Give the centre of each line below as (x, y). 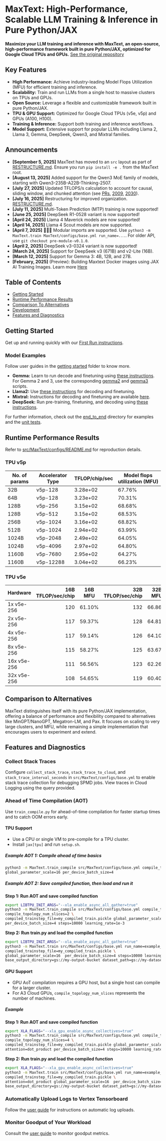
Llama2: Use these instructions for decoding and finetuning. (74, 392)
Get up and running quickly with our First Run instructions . (64, 343)
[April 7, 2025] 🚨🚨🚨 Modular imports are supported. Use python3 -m (81, 230)
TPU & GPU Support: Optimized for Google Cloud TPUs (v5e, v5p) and (84, 113)
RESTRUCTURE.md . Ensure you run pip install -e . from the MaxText (85, 167)
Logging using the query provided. (40, 788)
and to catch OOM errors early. (37, 817)
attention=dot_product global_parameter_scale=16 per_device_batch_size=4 (85, 1082)
